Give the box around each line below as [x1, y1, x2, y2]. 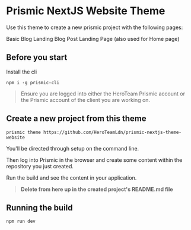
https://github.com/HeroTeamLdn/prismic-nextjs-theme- [43, 129, 182, 135]
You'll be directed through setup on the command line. [6, 145, 139, 152]
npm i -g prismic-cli [6, 79, 60, 85]
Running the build [6, 203, 73, 213]
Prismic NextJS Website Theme [6, 4, 165, 18]
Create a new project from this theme [6, 114, 147, 124]
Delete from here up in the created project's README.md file [20, 186, 173, 193]
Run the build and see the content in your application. [6, 174, 137, 181]
